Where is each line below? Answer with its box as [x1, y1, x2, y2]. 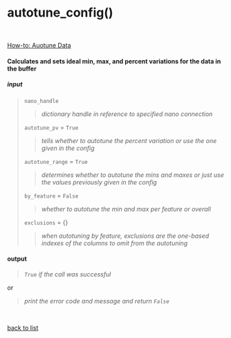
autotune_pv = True [24, 123, 79, 131]
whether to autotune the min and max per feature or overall [41, 205, 211, 213]
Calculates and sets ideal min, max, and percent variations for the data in [7, 57, 221, 65]
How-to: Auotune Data [7, 41, 71, 49]
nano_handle [24, 97, 59, 104]
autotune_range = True [24, 157, 88, 165]
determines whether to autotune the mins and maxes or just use [41, 171, 225, 179]
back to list [7, 323, 39, 332]
